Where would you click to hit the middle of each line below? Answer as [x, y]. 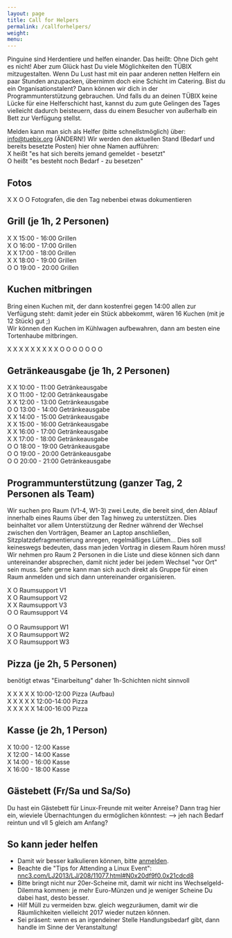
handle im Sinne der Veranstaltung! [67, 928]
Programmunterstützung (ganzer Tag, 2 [95, 483]
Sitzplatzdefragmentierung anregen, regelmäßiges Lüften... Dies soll [105, 540]
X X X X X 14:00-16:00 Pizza [47, 709]
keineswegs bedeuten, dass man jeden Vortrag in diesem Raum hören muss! [116, 547]
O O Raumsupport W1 [38, 627]
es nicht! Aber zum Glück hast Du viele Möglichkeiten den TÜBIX [100, 67]
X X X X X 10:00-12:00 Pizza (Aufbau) [61, 694]
